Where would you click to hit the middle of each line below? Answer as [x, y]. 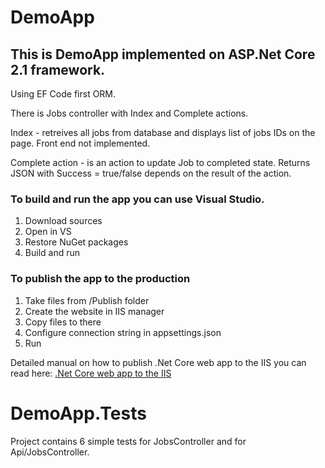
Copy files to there [63, 322]
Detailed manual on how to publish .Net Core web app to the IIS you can [158, 362]
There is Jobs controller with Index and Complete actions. [129, 113]
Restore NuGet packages [76, 242]
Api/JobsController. [50, 452]
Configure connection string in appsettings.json [123, 332]
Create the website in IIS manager [94, 311]
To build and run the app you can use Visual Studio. [137, 199]
